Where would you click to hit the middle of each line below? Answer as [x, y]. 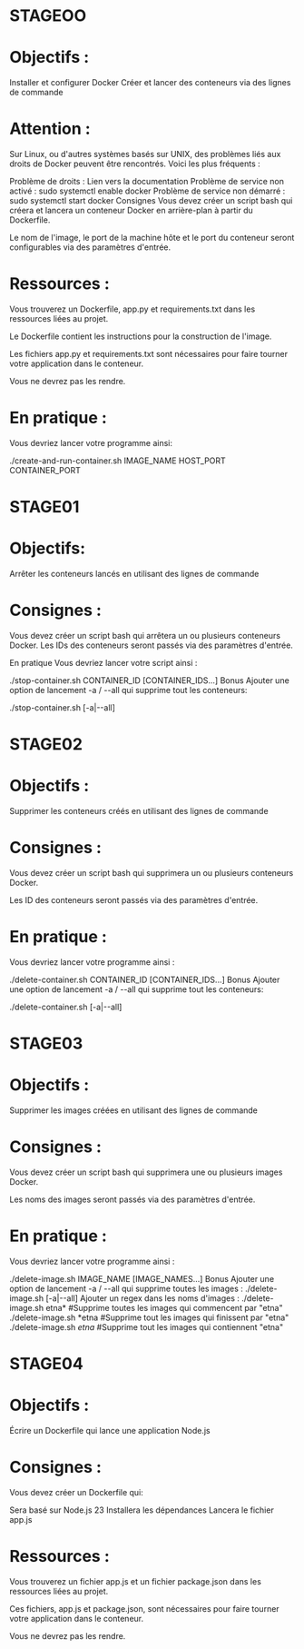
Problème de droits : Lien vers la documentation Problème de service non [147, 182]
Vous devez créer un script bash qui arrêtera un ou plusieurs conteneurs [145, 636]
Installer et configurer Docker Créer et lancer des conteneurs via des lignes [150, 83]
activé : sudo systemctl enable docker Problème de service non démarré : [147, 191]
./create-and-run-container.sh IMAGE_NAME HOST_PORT [118, 461]
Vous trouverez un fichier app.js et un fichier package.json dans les [135, 1581]
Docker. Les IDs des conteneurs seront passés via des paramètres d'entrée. [151, 645]
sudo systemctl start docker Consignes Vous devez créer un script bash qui [151, 201]
